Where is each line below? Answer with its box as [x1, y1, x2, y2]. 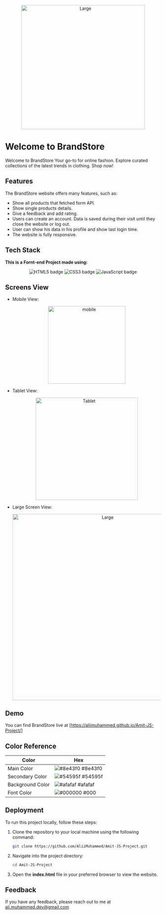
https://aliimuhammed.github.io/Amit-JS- [71, 722, 154, 728]
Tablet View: [12, 388, 38, 394]
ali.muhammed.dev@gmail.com [5, 904, 69, 910]
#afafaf [77, 781, 95, 788]
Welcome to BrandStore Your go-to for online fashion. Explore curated [5, 157, 148, 163]
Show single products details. [12, 205, 73, 211]
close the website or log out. [12, 221, 71, 227]
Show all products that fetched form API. [12, 200, 95, 206]
